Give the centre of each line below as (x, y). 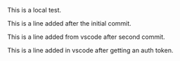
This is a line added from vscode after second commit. (86, 37)
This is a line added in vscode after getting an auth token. (90, 50)
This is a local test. (34, 10)
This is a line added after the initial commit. (69, 23)
